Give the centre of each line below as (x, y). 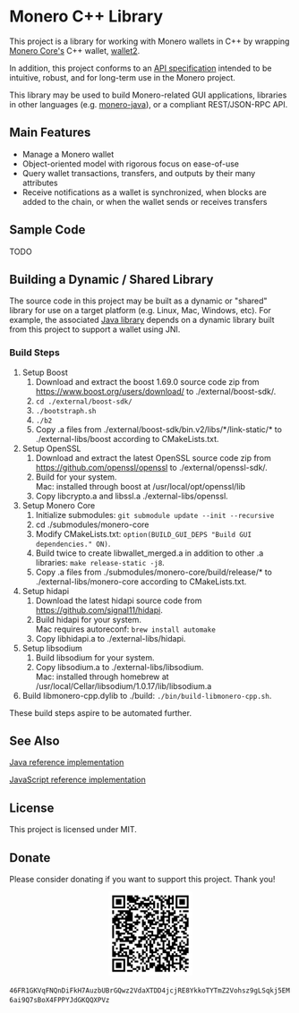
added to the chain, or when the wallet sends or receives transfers (145, 201)
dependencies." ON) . (73, 543)
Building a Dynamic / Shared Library (111, 279)
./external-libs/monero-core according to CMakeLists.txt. (141, 581)
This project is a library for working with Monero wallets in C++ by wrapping (149, 41)
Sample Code (47, 230)
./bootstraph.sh (66, 411)
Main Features (50, 133)
